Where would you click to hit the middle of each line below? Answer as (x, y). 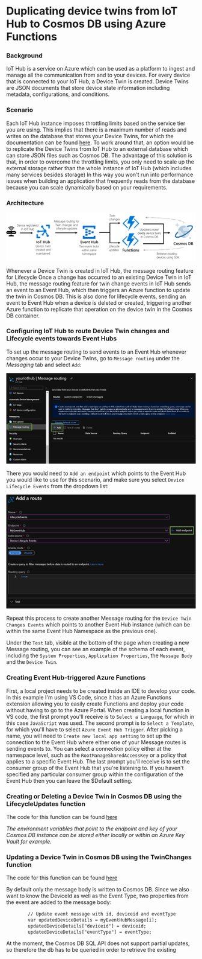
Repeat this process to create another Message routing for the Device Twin (99, 618)
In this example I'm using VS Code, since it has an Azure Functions (89, 697)
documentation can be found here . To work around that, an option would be (100, 142)
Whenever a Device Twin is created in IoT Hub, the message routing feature (100, 270)
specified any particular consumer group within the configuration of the (95, 774)
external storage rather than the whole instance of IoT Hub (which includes (99, 168)
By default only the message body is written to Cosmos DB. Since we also (98, 890)
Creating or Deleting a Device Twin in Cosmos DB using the (94, 796)
